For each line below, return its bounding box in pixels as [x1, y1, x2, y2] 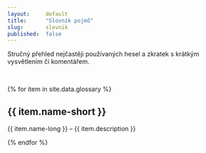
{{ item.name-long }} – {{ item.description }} [7, 125, 136, 133]
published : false [7, 30, 62, 38]
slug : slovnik [7, 23, 69, 31]
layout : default [7, 10, 69, 18]
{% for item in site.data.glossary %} [7, 85, 112, 93]
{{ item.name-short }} [7, 105, 107, 117]
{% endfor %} [7, 138, 48, 147]
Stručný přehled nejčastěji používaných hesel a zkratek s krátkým [7, 50, 200, 58]
